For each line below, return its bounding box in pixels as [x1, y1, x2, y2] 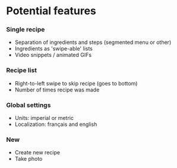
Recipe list [6, 66, 37, 75]
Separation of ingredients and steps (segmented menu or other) [14, 39, 172, 46]
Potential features [6, 4, 97, 18]
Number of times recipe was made [14, 86, 100, 93]
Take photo [14, 156, 43, 163]
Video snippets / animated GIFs [14, 52, 92, 59]
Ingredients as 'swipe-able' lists [14, 45, 93, 52]
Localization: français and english [14, 121, 97, 128]
